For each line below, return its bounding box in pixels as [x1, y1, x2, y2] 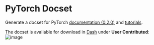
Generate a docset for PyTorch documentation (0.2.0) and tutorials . [5, 19, 143, 25]
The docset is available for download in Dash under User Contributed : [5, 29, 150, 35]
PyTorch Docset [5, 3, 73, 14]
